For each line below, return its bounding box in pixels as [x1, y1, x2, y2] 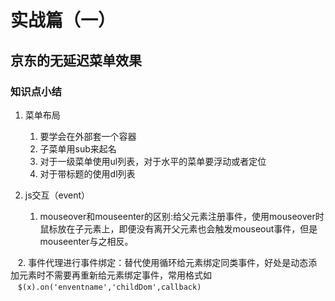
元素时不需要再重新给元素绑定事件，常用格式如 [18, 269, 212, 281]
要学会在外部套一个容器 [39, 130, 137, 142]
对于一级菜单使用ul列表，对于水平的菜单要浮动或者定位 [39, 155, 267, 167]
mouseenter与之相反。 [39, 235, 134, 247]
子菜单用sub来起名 [39, 142, 117, 155]
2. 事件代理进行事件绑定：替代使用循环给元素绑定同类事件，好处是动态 [17, 256, 309, 268]
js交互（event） [24, 189, 91, 201]
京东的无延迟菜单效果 [10, 52, 142, 69]
